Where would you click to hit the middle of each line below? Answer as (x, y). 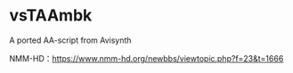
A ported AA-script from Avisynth (70, 40)
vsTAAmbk (51, 16)
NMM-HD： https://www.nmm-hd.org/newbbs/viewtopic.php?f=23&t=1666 (146, 58)
